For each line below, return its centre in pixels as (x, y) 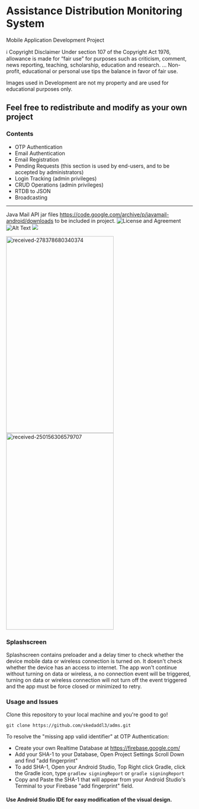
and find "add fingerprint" (46, 761)
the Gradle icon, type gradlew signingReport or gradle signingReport (99, 773)
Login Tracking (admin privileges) (56, 178)
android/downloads (30, 220)
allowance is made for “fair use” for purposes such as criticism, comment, (96, 58)
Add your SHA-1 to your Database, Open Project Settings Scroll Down (99, 754)
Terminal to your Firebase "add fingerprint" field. (74, 786)
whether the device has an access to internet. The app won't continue (92, 667)
